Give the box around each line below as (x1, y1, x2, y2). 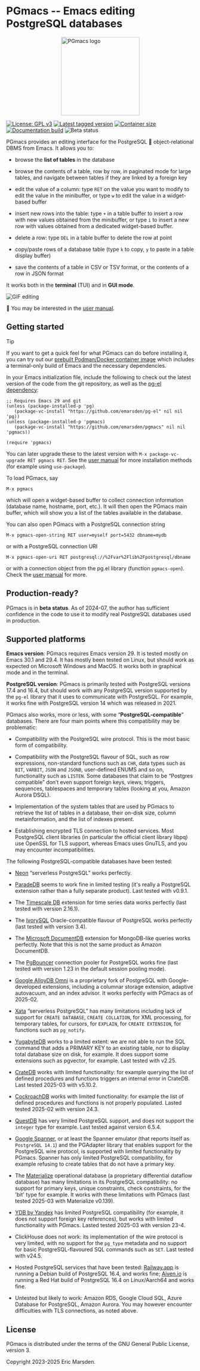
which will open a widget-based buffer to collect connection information (6, 496, 184, 503)
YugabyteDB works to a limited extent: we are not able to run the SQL (14, 1038, 186, 1046)
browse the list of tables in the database (14, 156, 115, 163)
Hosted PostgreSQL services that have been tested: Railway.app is (14, 1264, 179, 1271)
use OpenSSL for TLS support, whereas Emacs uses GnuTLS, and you (14, 840, 188, 847)
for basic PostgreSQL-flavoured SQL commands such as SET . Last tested (14, 1246, 194, 1253)
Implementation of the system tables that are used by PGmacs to (14, 803, 174, 810)
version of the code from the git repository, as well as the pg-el (6, 380, 162, 387)
